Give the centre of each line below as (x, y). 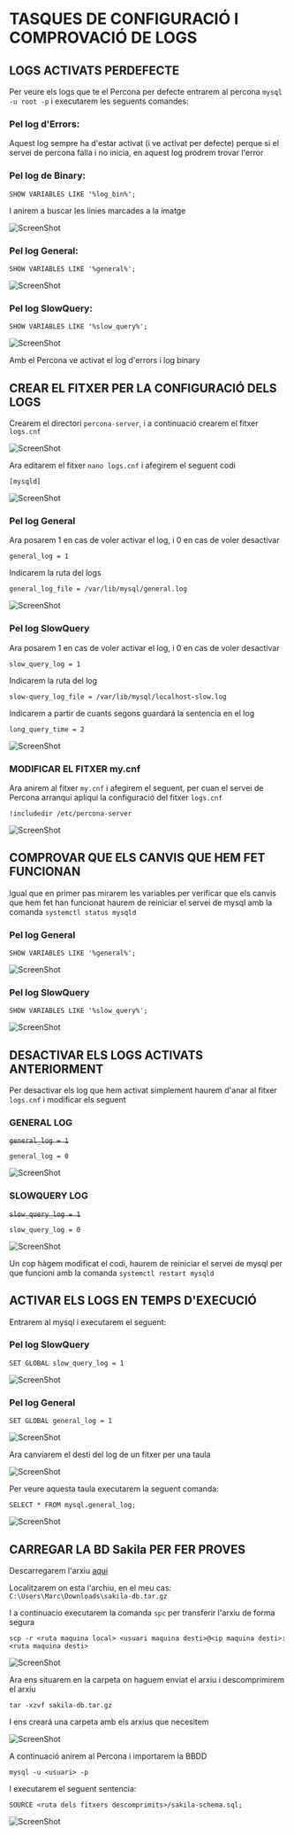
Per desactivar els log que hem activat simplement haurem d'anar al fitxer (143, 1090)
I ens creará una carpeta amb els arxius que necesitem (109, 1722)
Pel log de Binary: (48, 175)
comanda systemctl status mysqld (73, 911)
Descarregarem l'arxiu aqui (59, 1570)
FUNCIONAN (45, 872)
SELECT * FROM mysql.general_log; (73, 1506)
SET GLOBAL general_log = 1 (61, 1421)
